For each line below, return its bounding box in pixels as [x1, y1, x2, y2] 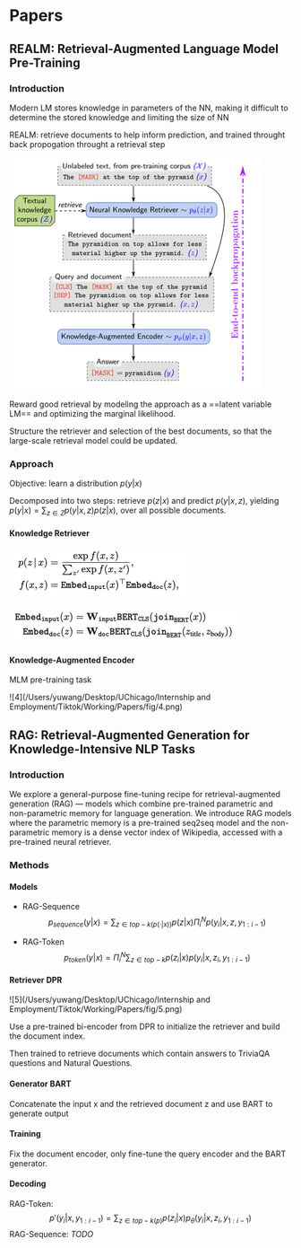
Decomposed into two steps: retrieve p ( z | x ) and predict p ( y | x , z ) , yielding [9, 496, 279, 506]
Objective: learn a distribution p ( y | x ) [9, 478, 142, 489]
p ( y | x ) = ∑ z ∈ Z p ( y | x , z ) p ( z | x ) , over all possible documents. [9, 505, 227, 517]
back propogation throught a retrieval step [9, 138, 166, 149]
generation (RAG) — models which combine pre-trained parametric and [9, 798, 273, 809]
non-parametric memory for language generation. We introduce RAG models [9, 808, 292, 819]
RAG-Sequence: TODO [9, 1228, 94, 1239]
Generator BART [9, 1078, 72, 1089]
